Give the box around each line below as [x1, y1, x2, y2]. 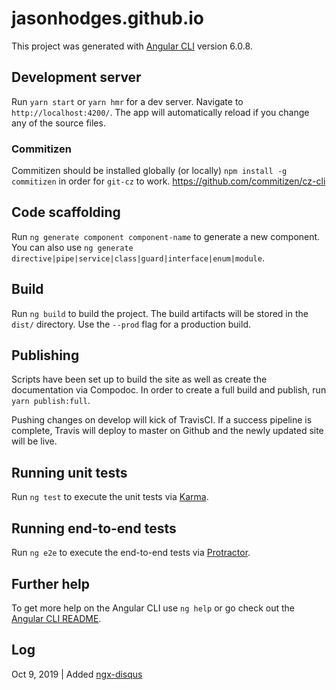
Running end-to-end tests [11, 520, 177, 537]
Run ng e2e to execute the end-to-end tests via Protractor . [11, 547, 251, 559]
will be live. [11, 435, 58, 447]
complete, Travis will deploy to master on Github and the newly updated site [11, 425, 324, 437]
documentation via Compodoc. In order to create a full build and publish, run [11, 384, 327, 396]
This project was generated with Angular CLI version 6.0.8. [11, 40, 253, 52]
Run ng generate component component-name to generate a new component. [11, 230, 321, 242]
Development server [11, 69, 142, 86]
